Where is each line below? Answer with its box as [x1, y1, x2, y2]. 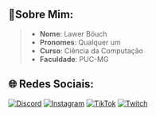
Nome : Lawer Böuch [39, 29, 107, 38]
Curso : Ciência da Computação [39, 45, 144, 56]
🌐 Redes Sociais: [8, 77, 94, 91]
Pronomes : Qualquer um [39, 37, 121, 47]
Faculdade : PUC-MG [39, 54, 109, 64]
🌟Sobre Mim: [8, 8, 74, 21]
